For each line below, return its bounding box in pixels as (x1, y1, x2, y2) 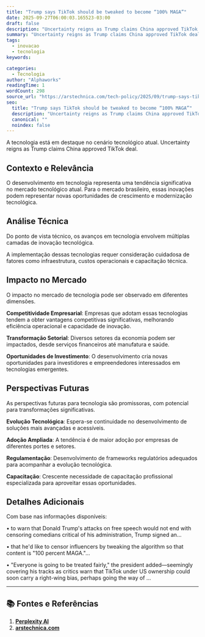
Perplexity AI (15, 617, 49, 625)
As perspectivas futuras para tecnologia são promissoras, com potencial (6, 399, 189, 406)
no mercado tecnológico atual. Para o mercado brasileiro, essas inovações (6, 185, 194, 193)
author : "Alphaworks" (6, 77, 62, 83)
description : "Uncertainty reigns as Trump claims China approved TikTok (6, 26, 198, 32)
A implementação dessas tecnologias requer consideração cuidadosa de (6, 251, 190, 258)
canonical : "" (12, 117, 48, 123)
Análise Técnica (6, 216, 69, 226)
